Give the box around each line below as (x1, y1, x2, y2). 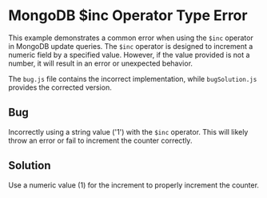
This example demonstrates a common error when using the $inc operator (8, 33, 253, 42)
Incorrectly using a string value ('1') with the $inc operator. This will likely (8, 127, 249, 136)
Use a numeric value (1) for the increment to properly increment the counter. (8, 180, 260, 190)
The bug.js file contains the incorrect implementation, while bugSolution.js (8, 74, 257, 83)
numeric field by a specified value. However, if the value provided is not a (8, 50, 250, 59)
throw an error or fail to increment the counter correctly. (8, 135, 193, 145)
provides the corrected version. (8, 83, 112, 92)
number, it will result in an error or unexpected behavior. (8, 59, 193, 68)
